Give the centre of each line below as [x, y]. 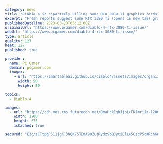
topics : [13, 94]
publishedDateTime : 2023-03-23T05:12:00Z [48, 23]
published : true [21, 50]
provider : [15, 58]
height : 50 [29, 86]
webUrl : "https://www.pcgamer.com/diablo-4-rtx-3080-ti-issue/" [71, 32]
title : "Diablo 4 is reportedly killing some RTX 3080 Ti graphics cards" [82, 14]
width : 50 [28, 81]
